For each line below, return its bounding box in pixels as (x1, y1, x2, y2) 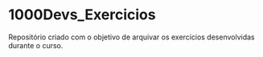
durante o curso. (8, 40, 64, 50)
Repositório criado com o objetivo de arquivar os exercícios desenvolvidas (8, 32, 255, 42)
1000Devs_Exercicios (8, 6, 156, 24)
